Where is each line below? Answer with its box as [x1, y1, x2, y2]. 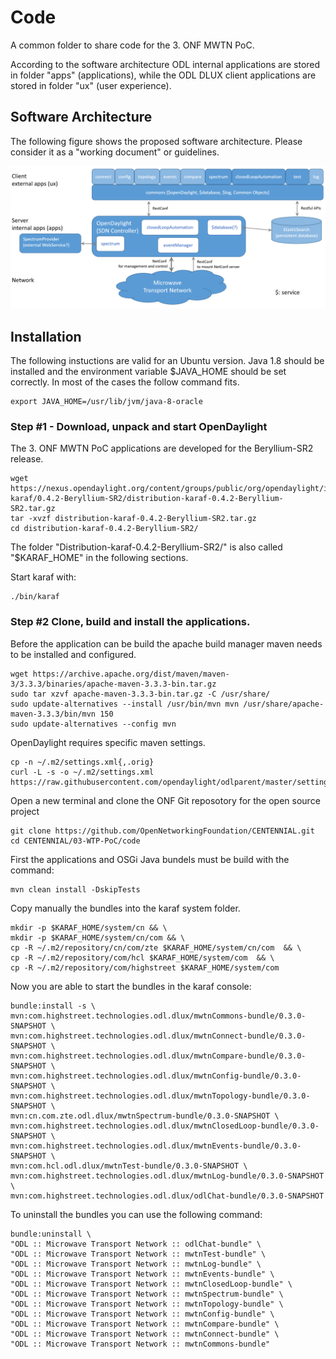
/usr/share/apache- [243, 699, 325, 709]
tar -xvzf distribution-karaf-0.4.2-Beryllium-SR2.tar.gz [10, 514, 257, 524]
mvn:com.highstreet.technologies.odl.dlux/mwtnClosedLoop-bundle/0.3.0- [10, 1121, 320, 1131]
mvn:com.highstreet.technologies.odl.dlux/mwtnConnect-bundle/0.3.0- [10, 1031, 307, 1041]
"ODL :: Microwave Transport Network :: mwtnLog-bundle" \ [10, 1259, 262, 1269]
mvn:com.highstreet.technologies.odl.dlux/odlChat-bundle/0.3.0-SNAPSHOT [10, 1191, 325, 1201]
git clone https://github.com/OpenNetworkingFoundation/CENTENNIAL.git [10, 826, 315, 836]
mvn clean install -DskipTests [10, 884, 141, 895]
